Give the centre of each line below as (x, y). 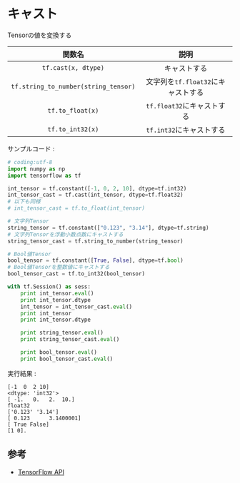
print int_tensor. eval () (57, 293)
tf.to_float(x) (73, 110)
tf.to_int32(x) (73, 129)
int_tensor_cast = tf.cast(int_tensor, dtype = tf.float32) (95, 195)
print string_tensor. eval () (62, 333)
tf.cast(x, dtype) (73, 67)
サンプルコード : (31, 148)
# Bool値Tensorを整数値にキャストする (59, 268)
